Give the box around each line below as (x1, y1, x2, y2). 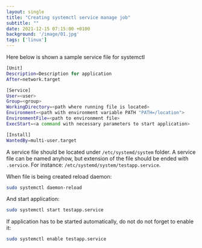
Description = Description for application (6, 71, 112, 77)
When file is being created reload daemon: (6, 173, 112, 180)
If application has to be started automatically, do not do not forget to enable (6, 218, 194, 225)
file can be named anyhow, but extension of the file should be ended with (6, 154, 189, 162)
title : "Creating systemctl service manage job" (6, 14, 131, 21)
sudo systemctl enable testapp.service (6, 236, 107, 242)
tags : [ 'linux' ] (6, 37, 47, 43)
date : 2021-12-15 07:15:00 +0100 (6, 25, 90, 32)
